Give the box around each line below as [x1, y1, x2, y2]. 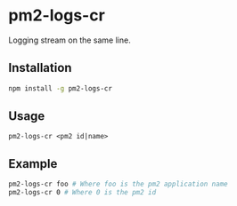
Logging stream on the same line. [8, 35, 131, 45]
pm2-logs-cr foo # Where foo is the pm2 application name [8, 179, 228, 189]
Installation [8, 60, 72, 75]
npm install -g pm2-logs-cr [8, 83, 113, 93]
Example [8, 156, 58, 171]
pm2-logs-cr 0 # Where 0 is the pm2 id [8, 188, 157, 197]
